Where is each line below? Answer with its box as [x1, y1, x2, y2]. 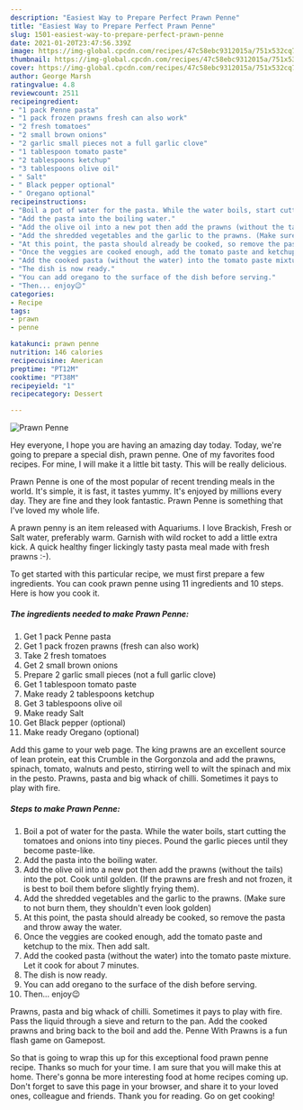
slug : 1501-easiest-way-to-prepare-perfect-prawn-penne [10, 30, 224, 39]
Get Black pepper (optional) [22, 717, 127, 728]
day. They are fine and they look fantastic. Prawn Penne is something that [10, 496, 284, 506]
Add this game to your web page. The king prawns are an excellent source [10, 744, 286, 755]
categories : [10, 289, 55, 298]
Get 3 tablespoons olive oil [22, 698, 122, 709]
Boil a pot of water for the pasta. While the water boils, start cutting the [22, 826, 287, 837]
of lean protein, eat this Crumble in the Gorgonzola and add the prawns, [10, 754, 277, 765]
